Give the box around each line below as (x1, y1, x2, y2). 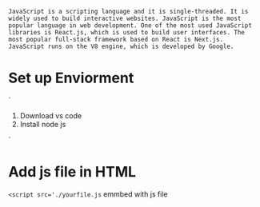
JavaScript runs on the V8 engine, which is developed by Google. (8, 42, 234, 50)
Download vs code (19, 110, 82, 120)
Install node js (19, 119, 66, 129)
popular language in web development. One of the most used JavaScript (8, 22, 252, 30)
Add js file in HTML (8, 163, 137, 181)
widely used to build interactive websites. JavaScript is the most (8, 14, 242, 22)
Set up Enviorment (8, 69, 134, 87)
